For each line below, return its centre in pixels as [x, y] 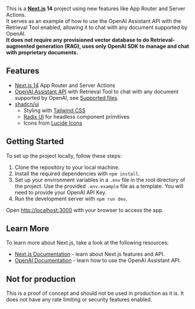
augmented [21, 46]
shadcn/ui [27, 104]
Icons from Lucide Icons [53, 123]
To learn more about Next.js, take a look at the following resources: [87, 243]
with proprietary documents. [42, 52]
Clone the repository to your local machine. [67, 167]
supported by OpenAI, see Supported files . [67, 97]
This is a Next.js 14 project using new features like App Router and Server [96, 9]
